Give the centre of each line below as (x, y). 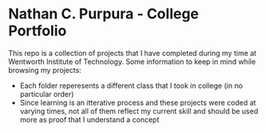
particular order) (47, 94)
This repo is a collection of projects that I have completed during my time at (132, 53)
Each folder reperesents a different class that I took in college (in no (131, 86)
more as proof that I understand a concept (89, 119)
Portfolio (38, 31)
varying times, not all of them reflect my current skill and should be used (139, 111)
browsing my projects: (45, 70)
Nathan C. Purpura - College (104, 14)
